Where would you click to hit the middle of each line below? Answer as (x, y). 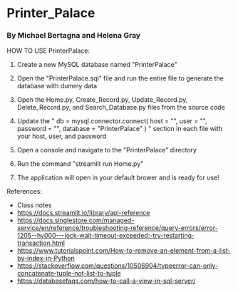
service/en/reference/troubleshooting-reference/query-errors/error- (117, 228)
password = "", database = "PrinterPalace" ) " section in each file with (120, 129)
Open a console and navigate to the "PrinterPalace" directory (107, 150)
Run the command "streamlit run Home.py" (80, 164)
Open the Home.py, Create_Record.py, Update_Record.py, (102, 100)
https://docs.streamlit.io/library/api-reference (83, 213)
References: (24, 192)
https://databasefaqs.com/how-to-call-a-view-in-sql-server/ (106, 281)
